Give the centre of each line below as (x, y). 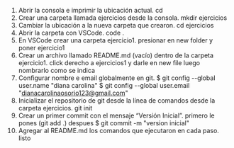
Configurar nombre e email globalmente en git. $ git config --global (117, 78)
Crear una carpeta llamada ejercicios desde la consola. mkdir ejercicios (123, 18)
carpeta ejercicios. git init (55, 108)
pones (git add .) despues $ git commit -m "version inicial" (104, 123)
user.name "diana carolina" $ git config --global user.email (104, 85)
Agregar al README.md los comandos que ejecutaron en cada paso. (118, 131)
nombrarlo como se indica (56, 70)
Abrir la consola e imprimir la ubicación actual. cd (90, 10)
